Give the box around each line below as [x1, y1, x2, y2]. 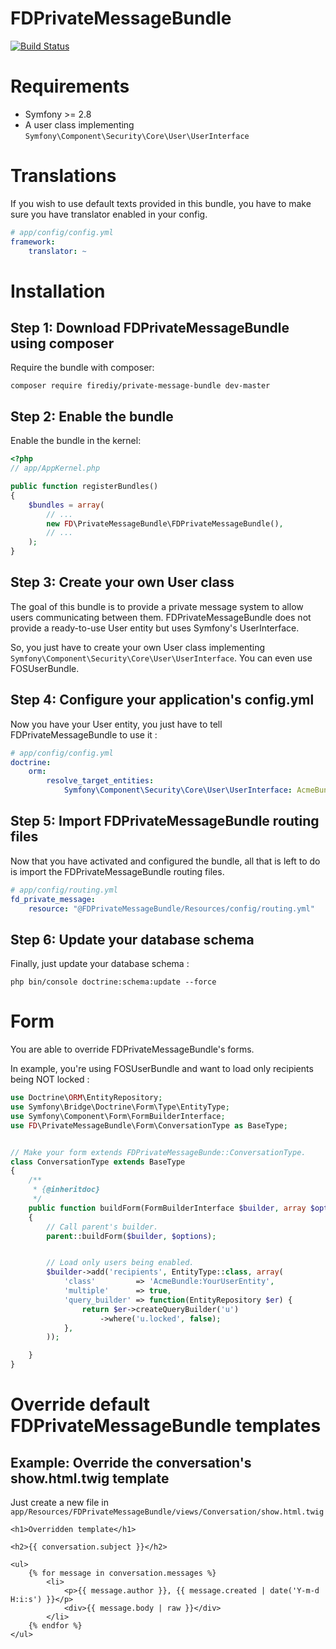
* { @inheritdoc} [32, 1185, 101, 1195]
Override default [10, 1393, 151, 1416]
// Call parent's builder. [46, 1222, 159, 1232]
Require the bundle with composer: [10, 362, 155, 374]
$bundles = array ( [28, 500, 105, 510]
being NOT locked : [10, 1073, 90, 1086]
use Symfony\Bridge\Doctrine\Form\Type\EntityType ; [10, 1102, 230, 1112]
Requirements [10, 75, 130, 98]
